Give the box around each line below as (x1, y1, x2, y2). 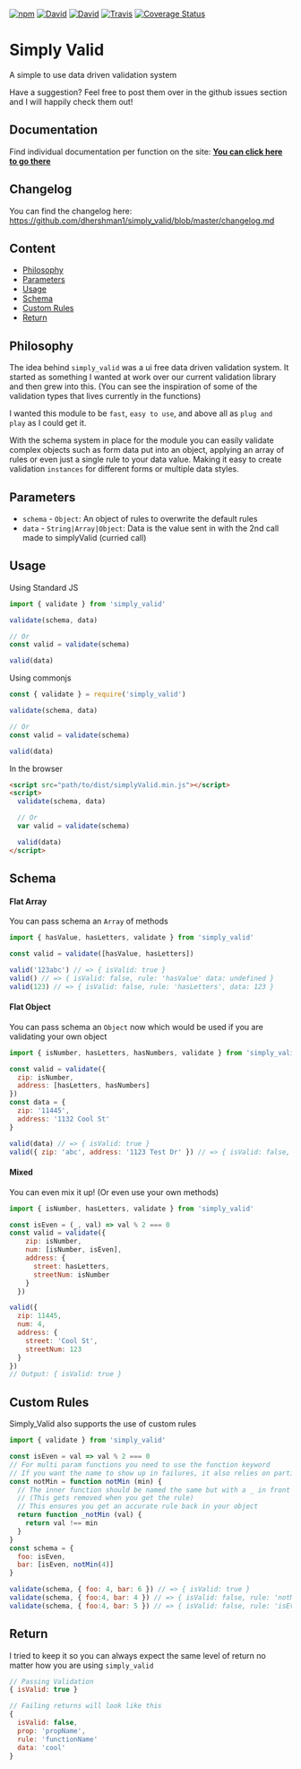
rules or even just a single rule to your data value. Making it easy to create (9, 454, 282, 465)
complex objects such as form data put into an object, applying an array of (9, 445, 285, 455)
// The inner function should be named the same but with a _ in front (17, 1485, 291, 1495)
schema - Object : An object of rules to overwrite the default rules (21, 514, 258, 524)
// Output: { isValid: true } (9, 1370, 123, 1379)
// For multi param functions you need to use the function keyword (9, 1460, 271, 1470)
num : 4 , (17, 1320, 47, 1329)
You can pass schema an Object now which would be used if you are (9, 1021, 264, 1032)
